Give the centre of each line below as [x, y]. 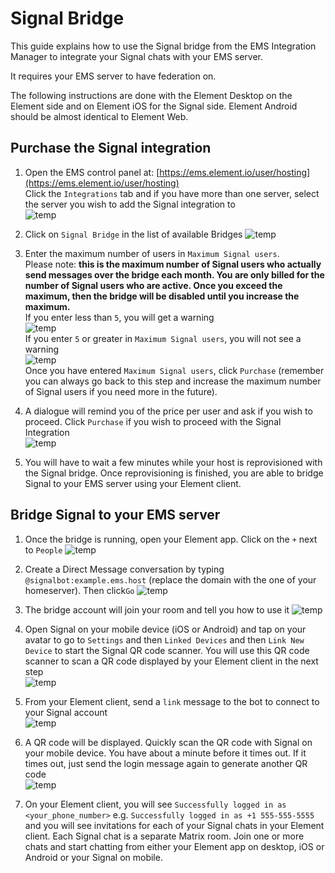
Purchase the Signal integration [111, 148]
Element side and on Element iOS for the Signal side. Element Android [154, 106]
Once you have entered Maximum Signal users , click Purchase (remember [174, 370]
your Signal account [66, 712]
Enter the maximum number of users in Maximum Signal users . [152, 253]
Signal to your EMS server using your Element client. [133, 483]
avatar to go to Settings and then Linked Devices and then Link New [164, 639]
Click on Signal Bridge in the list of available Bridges [133, 234]
